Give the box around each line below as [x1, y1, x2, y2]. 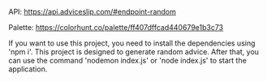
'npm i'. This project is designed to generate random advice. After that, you [8, 47, 260, 56]
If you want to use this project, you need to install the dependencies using [8, 38, 256, 48]
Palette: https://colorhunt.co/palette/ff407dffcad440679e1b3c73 [8, 23, 224, 32]
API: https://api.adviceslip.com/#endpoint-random [8, 7, 177, 16]
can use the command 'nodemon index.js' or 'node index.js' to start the [8, 56, 248, 65]
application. [8, 64, 48, 74]
